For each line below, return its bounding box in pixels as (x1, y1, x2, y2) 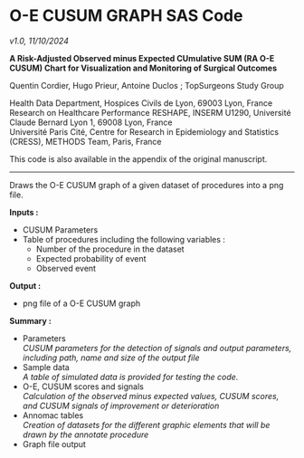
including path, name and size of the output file (22, 352, 200, 363)
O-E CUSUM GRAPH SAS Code (9, 5, 243, 26)
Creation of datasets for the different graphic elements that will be (22, 419, 271, 430)
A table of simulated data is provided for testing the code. (22, 371, 239, 382)
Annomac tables (22, 409, 84, 421)
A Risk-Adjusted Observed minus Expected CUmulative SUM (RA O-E (9, 52, 275, 63)
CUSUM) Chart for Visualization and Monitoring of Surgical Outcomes (9, 62, 278, 73)
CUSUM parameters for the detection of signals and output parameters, (22, 342, 292, 353)
